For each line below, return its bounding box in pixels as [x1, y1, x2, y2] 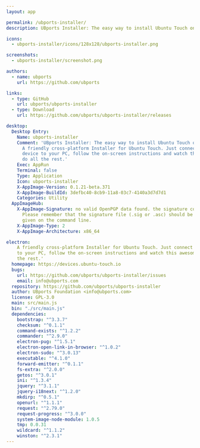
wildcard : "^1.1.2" [17, 427, 65, 434]
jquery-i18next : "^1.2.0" [17, 388, 82, 395]
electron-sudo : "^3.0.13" [17, 350, 82, 356]
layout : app [6, 8, 36, 15]
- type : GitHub [11, 96, 49, 102]
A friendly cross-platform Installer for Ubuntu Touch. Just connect [17, 245, 193, 251]
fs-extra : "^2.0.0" [17, 366, 65, 372]
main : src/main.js [11, 300, 58, 306]
